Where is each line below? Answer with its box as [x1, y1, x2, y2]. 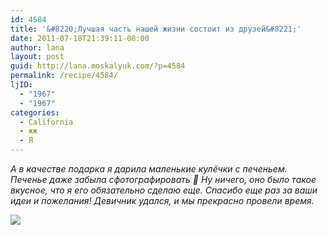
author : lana [10, 42, 65, 53]
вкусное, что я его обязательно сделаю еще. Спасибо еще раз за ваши [10, 184, 318, 196]
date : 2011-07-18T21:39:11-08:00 [10, 33, 150, 43]
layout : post [10, 52, 65, 62]
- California [19, 117, 74, 127]
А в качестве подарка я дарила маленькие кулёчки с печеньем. [10, 163, 288, 175]
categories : [10, 107, 60, 118]
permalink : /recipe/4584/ [10, 71, 118, 81]
